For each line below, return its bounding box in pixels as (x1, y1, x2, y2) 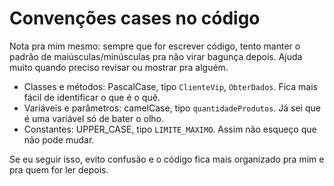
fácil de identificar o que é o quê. (23, 91, 161, 103)
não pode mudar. (23, 133, 95, 146)
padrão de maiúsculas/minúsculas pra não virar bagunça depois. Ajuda (9, 50, 303, 62)
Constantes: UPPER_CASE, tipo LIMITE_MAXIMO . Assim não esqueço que (23, 123, 317, 135)
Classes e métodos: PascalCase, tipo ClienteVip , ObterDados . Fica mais (23, 80, 318, 92)
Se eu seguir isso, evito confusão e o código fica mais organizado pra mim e (9, 153, 325, 165)
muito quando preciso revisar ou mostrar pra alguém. (9, 61, 229, 73)
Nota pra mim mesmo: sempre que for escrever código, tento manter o (9, 40, 301, 52)
